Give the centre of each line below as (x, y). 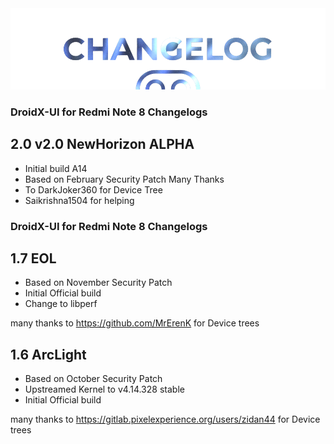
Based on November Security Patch (98, 283)
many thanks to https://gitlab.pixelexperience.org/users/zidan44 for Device (165, 419)
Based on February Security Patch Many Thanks (124, 179)
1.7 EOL (33, 258)
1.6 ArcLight (48, 354)
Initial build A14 (56, 168)
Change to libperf (61, 304)
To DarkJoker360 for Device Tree (93, 189)
